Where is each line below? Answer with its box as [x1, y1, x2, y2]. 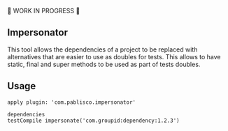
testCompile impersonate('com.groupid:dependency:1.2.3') [7, 117, 180, 124]
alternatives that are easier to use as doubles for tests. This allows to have [7, 52, 221, 61]
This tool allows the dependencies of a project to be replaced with [7, 45, 198, 54]
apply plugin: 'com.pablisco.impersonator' [7, 98, 136, 106]
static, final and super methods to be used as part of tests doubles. [7, 60, 201, 68]
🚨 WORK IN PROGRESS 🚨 [7, 7, 80, 15]
